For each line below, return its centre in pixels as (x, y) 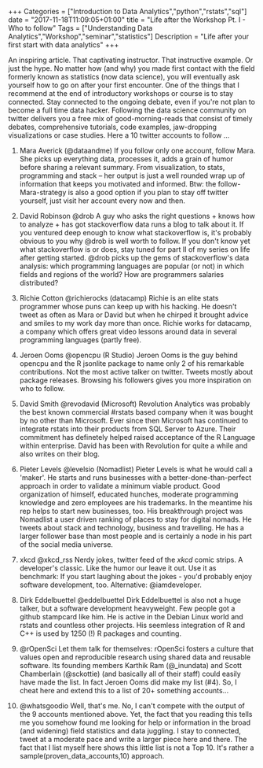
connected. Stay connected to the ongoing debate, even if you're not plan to (132, 102)
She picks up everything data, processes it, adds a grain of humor (126, 159)
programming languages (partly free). (80, 340)
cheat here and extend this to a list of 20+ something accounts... (124, 690)
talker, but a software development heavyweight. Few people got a (127, 608)
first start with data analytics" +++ (64, 45)
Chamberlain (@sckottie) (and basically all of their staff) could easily (130, 674)
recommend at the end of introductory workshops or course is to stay (121, 93)
